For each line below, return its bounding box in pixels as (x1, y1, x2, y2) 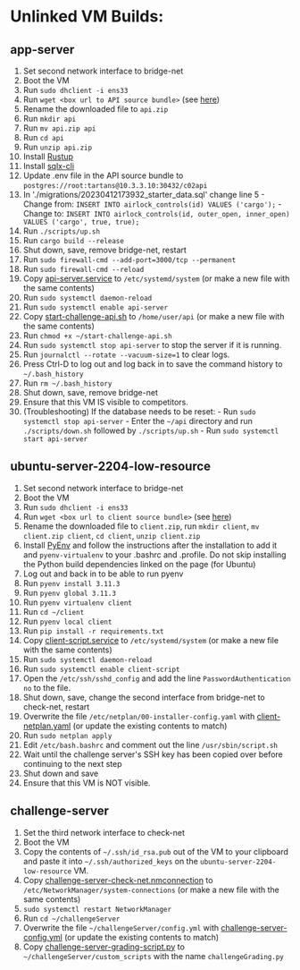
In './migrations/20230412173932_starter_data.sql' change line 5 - (22, 190, 266, 200)
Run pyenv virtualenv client (22, 597, 132, 608)
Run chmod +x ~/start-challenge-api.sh (22, 330, 172, 341)
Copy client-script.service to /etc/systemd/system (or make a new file (22, 634, 279, 645)
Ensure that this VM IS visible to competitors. (22, 396, 188, 407)
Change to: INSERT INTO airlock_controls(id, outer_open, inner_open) (22, 208, 290, 218)
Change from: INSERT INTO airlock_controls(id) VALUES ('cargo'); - (22, 199, 282, 209)
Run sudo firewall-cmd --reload (22, 264, 145, 274)
